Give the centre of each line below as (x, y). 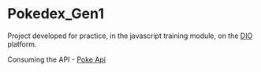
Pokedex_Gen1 (56, 14)
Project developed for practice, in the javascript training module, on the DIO (130, 36)
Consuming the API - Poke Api (57, 59)
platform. (22, 44)
